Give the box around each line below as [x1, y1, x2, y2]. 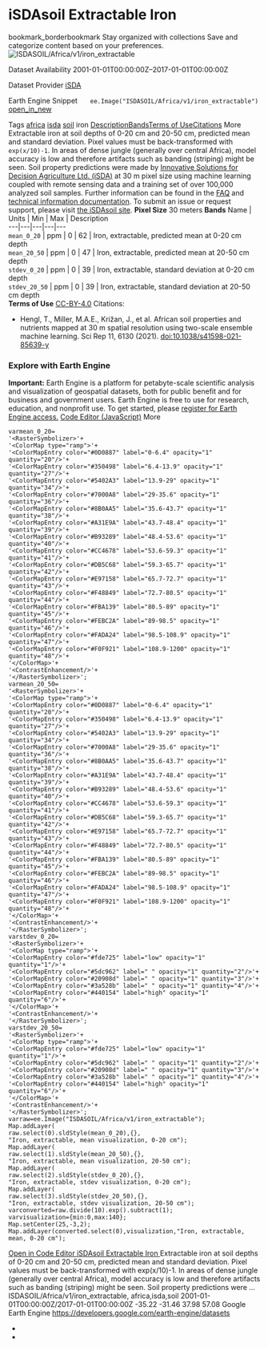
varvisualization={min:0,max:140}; [8, 1213, 127, 1222]
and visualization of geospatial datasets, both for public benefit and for [8, 386, 242, 396]
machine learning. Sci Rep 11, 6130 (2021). [19, 331, 159, 341]
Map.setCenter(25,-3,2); [8, 1220, 91, 1228]
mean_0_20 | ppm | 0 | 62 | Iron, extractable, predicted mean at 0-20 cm [8, 230, 242, 240]
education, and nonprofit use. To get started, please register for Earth [8, 403, 238, 414]
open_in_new [8, 104, 52, 114]
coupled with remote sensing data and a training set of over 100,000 [8, 179, 234, 189]
